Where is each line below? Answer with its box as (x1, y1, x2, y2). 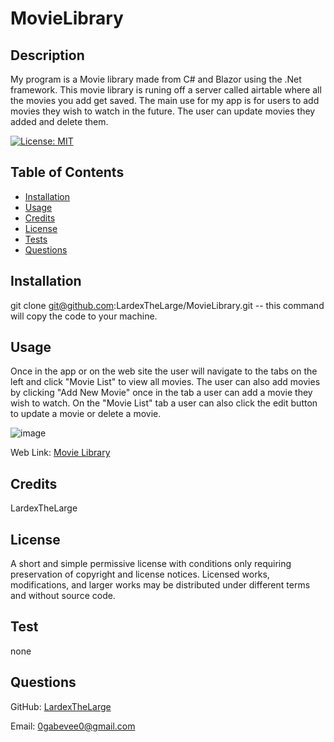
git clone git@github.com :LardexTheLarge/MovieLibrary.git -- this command (10, 299, 325, 311)
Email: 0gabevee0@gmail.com (10, 720, 136, 732)
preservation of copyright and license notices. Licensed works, (10, 568, 270, 581)
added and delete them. (10, 116, 109, 127)
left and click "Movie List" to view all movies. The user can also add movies (10, 376, 321, 388)
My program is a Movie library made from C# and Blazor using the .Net (10, 73, 302, 85)
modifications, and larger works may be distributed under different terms (10, 579, 311, 591)
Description (10, 47, 85, 64)
